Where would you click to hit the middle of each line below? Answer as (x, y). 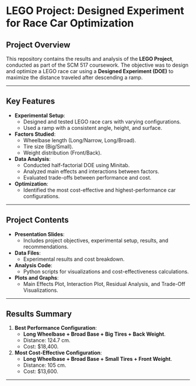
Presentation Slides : (40, 234)
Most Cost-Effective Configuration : (58, 353)
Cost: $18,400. (41, 347)
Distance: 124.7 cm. (47, 340)
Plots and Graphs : (36, 278)
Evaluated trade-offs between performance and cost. (87, 177)
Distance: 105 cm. (45, 365)
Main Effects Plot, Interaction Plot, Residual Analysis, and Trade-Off (104, 284)
